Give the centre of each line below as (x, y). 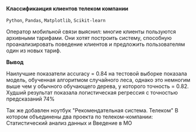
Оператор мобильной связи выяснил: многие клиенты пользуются (91, 32)
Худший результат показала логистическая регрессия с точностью (92, 92)
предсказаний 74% (31, 99)
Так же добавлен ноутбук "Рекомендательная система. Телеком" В (92, 110)
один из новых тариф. (34, 51)
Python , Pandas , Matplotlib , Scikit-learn (56, 20)
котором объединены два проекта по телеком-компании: (80, 117)
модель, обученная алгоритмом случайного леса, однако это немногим (98, 80)
